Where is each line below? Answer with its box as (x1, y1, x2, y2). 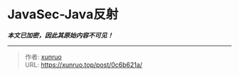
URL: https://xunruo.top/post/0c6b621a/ (24, 61, 143, 69)
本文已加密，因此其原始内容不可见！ (7, 31, 114, 39)
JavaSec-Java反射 (7, 6, 119, 23)
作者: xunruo (24, 52, 62, 61)
